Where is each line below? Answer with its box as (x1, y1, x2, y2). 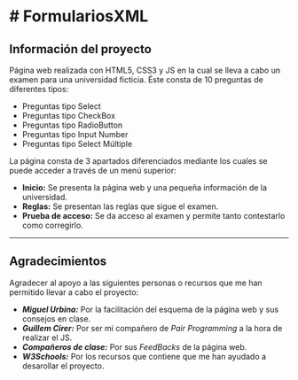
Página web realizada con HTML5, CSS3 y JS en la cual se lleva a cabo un (9, 65, 281, 75)
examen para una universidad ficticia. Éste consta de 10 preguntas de (9, 74, 263, 85)
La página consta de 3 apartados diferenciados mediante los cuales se (9, 156, 268, 166)
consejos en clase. (21, 313, 91, 324)
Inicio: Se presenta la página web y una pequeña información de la (21, 182, 268, 192)
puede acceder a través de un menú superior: (9, 166, 177, 175)
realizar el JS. (21, 332, 73, 343)
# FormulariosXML (9, 6, 149, 27)
